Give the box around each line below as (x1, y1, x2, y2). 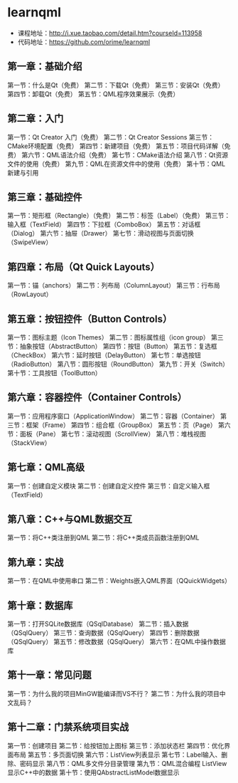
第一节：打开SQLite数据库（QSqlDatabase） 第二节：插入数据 (7, 620, 189, 629)
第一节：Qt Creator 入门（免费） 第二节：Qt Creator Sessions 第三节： (7, 132, 215, 141)
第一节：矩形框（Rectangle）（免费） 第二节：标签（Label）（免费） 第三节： (7, 211, 231, 220)
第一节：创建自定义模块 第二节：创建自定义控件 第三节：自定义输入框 (7, 481, 210, 490)
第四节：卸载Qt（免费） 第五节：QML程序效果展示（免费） (7, 90, 180, 98)
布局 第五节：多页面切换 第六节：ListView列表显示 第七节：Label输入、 (13, 750, 222, 759)
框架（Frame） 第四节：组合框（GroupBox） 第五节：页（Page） (26, 421, 217, 429)
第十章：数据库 (7, 599, 73, 611)
